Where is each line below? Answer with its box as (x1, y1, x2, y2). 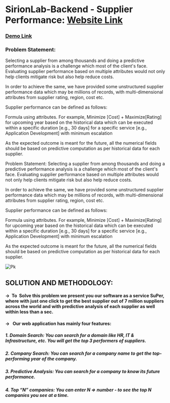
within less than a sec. (5, 309, 54, 315)
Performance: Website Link (5, 14, 123, 26)
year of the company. (30, 355, 78, 361)
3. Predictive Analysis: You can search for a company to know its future (5, 368, 160, 375)
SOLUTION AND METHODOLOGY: (5, 278, 113, 287)
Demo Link (5, 32, 32, 40)
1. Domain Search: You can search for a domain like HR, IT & (5, 332, 134, 338)
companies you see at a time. (5, 392, 69, 398)
